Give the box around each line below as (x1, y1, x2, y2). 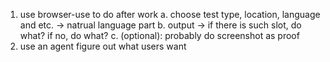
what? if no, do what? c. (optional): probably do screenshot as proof (19, 30, 300, 41)
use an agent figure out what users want (19, 40, 187, 52)
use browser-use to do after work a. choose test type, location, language (19, 9, 321, 20)
